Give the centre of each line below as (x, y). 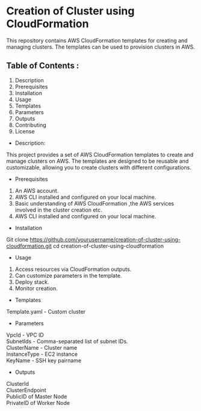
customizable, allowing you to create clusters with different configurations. (99, 167)
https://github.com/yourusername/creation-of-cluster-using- (105, 239)
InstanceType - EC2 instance (42, 354)
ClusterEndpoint (26, 390)
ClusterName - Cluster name (42, 347)
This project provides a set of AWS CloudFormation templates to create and (100, 154)
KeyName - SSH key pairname (44, 360)
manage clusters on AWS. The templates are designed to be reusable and (97, 161)
